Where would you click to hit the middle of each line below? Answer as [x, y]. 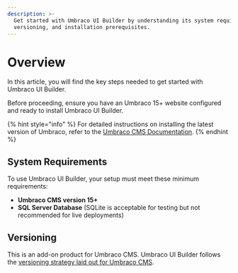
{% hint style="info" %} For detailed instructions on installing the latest [110, 124]
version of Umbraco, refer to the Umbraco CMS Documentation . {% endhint [118, 132]
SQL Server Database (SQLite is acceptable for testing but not [109, 208]
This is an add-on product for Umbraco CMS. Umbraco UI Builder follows [114, 254]
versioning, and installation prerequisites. [82, 27]
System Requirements [57, 161]
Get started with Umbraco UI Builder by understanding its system [114, 21]
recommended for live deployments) [70, 215]
